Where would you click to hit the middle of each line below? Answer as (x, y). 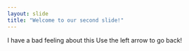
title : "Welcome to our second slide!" (66, 20)
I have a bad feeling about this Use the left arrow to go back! (95, 40)
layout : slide (28, 14)
